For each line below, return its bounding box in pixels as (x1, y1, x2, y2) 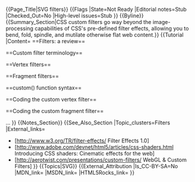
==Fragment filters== (5, 73, 60, 79)
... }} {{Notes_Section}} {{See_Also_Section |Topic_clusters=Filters (5, 119, 170, 126)
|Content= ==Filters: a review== (5, 38, 85, 44)
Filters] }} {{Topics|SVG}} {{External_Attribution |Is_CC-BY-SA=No (14, 163, 178, 169)
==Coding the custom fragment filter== (5, 108, 104, 114)
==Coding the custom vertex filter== (5, 96, 97, 103)
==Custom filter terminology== (5, 49, 83, 56)
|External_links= (5, 126, 46, 132)
